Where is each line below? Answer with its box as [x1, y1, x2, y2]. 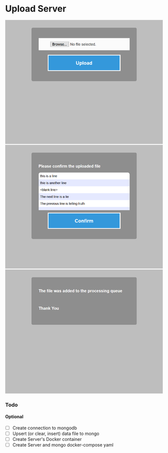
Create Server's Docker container [12, 436, 82, 442]
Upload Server [5, 3, 66, 15]
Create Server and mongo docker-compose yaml [12, 442, 113, 448]
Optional [5, 414, 23, 420]
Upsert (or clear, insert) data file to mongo [12, 430, 99, 437]
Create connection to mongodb [12, 425, 77, 431]
